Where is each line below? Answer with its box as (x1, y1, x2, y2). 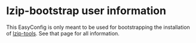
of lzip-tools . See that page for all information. (6, 29, 120, 37)
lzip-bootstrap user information (6, 4, 166, 18)
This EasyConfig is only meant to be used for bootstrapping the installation (6, 24, 190, 31)
